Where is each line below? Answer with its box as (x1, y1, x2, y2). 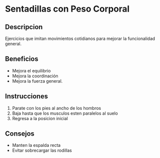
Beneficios (5, 55, 38, 63)
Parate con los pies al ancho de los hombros (12, 105, 101, 111)
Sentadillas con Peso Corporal (5, 3, 130, 15)
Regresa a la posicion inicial (12, 115, 68, 121)
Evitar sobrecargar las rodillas (12, 147, 72, 154)
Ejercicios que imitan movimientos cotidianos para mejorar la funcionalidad (5, 35, 156, 41)
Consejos (5, 130, 35, 138)
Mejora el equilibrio (12, 68, 51, 73)
